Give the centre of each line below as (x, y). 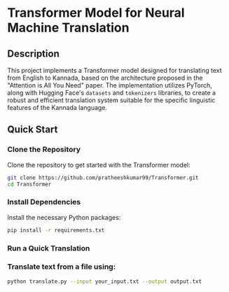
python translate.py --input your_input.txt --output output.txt (104, 281)
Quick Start (33, 130)
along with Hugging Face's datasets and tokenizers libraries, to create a (111, 93)
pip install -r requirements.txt (56, 230)
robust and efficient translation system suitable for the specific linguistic (111, 100)
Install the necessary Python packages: (64, 217)
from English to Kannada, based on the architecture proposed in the (105, 78)
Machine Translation (68, 28)
